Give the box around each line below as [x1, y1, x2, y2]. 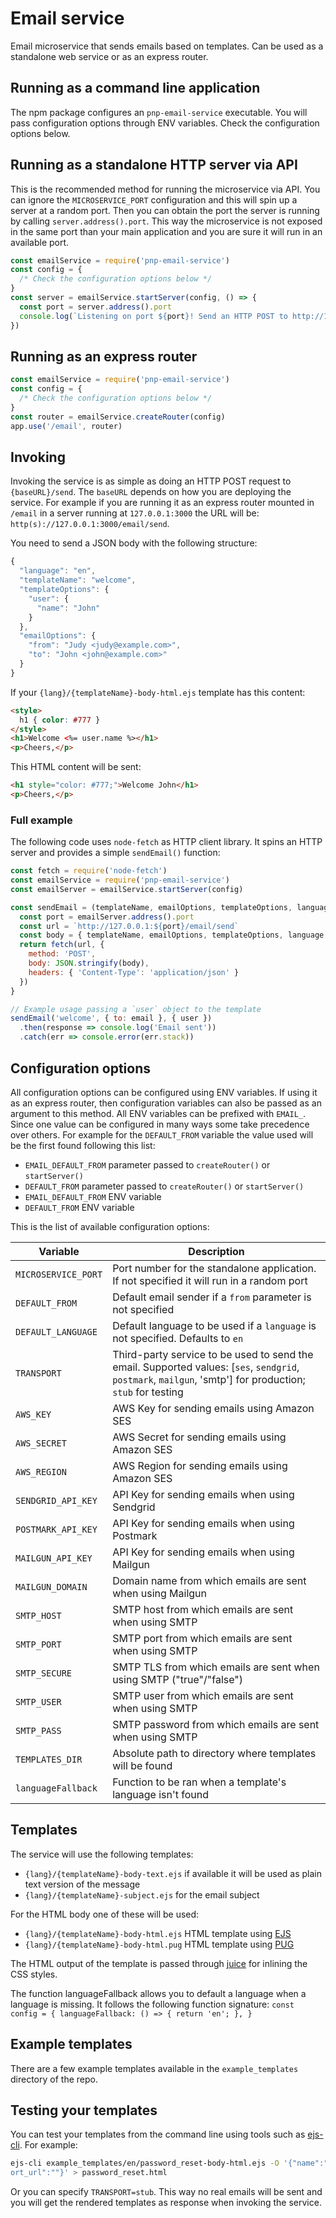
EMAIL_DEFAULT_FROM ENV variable [24, 1190, 162, 1202]
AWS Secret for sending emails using [112, 1430, 287, 1444]
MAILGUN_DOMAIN [15, 1581, 88, 1592]
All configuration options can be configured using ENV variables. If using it [10, 1086, 318, 1098]
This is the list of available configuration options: [10, 1220, 210, 1232]
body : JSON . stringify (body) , [28, 958, 150, 969]
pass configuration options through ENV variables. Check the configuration [10, 117, 320, 129]
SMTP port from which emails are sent [112, 1631, 293, 1645]
